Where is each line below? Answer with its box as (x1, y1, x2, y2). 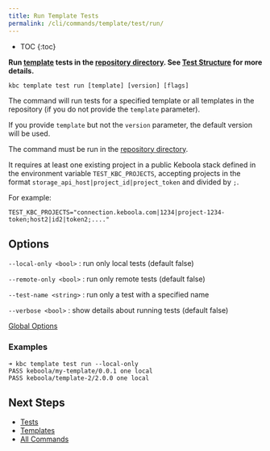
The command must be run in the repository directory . (8, 144, 189, 154)
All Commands (19, 434, 69, 445)
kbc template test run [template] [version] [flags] (8, 82, 189, 90)
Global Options (8, 321, 58, 331)
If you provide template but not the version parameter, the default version (8, 120, 253, 129)
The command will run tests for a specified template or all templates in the (8, 95, 255, 105)
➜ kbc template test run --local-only (8, 360, 139, 368)
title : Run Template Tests (8, 11, 99, 20)
